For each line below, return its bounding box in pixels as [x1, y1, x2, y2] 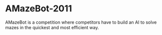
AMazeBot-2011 [5, 3, 72, 14]
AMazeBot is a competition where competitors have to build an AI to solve [5, 19, 157, 25]
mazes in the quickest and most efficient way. [5, 24, 99, 30]
